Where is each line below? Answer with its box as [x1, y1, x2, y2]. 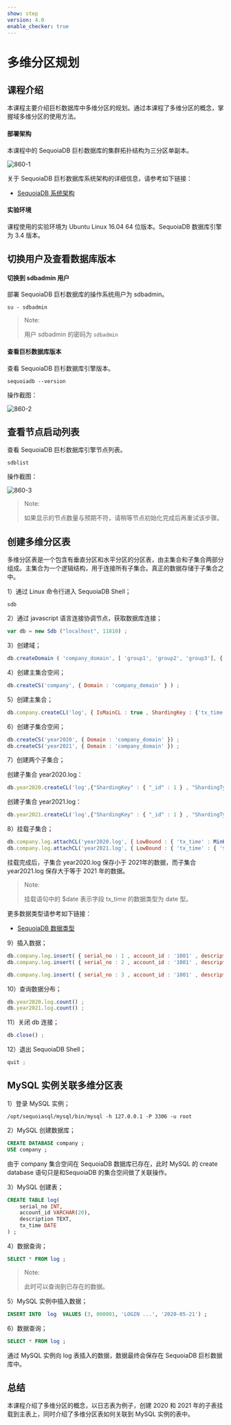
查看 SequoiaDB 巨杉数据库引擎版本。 [7, 364, 115, 372]
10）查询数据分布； [7, 985, 62, 993]
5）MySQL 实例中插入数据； [7, 1297, 88, 1305]
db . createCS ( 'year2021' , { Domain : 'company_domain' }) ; [7, 742, 180, 750]
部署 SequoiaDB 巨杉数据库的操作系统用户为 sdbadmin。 [7, 290, 168, 298]
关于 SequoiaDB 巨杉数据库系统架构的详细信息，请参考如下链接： [7, 174, 192, 183]
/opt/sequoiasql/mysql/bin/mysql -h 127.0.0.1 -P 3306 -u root [7, 1113, 192, 1120]
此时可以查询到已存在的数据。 [23, 1282, 109, 1291]
